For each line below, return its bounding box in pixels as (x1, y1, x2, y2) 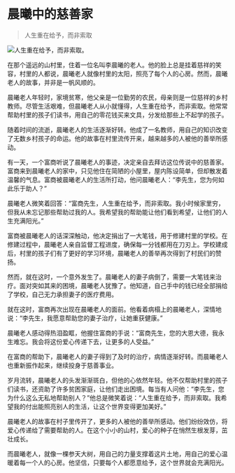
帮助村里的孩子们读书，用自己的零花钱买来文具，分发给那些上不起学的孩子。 (7, 110, 228, 119)
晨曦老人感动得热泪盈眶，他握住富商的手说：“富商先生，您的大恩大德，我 (7, 329, 219, 337)
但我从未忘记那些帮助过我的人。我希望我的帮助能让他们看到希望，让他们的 (7, 207, 222, 216)
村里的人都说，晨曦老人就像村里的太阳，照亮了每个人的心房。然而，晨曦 (19, 69, 228, 78)
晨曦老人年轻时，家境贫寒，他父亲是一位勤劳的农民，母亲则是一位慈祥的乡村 (7, 92, 228, 102)
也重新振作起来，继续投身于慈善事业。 (7, 361, 117, 369)
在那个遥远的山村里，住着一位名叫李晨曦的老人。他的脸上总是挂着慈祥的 (7, 60, 215, 69)
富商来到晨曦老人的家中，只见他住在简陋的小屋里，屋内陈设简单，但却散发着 (7, 166, 228, 175)
